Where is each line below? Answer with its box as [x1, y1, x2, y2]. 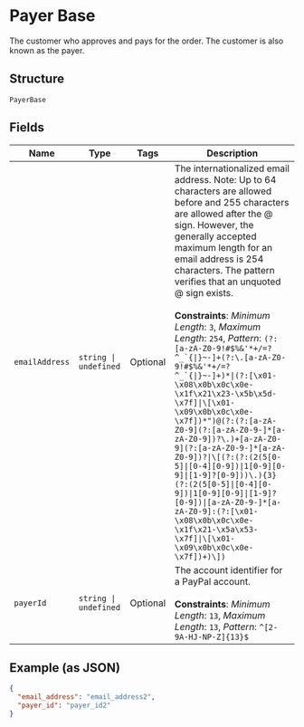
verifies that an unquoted [175, 275, 281, 288]
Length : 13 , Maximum [175, 608, 266, 621]
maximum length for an [175, 241, 273, 253]
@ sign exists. [175, 286, 233, 299]
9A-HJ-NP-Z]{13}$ [175, 631, 249, 642]
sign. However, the [175, 218, 254, 231]
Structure [9, 72, 65, 87]
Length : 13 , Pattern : [175, 620, 258, 633]
